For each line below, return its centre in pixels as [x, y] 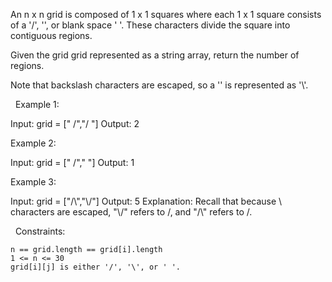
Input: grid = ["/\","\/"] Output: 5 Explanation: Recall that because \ [146, 201]
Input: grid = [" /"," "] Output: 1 [72, 162]
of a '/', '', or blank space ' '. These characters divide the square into [150, 25]
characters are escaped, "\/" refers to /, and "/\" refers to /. [131, 212]
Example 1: [37, 104]
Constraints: [40, 231]
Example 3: [33, 182]
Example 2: [33, 143]
